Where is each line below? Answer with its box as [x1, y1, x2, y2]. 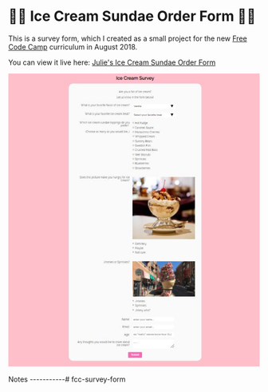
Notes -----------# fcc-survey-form [8, 374, 126, 384]
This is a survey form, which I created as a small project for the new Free [8, 34, 247, 43]
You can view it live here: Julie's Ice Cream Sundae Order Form [8, 57, 216, 67]
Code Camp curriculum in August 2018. [8, 42, 138, 51]
